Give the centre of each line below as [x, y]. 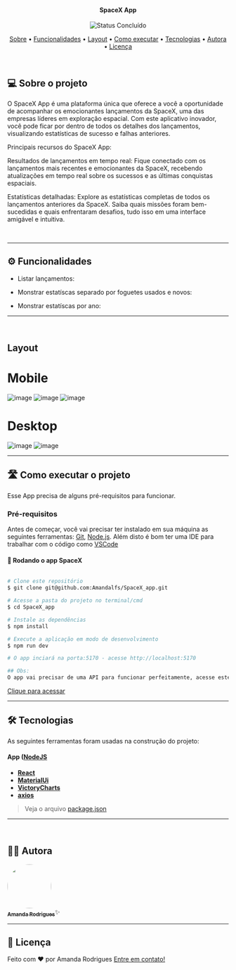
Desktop [32, 426]
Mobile [28, 378]
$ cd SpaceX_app [31, 607]
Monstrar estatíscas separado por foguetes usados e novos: [105, 292]
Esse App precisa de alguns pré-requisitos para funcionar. [92, 495]
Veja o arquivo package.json [65, 809]
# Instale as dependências [47, 620]
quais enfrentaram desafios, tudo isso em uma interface [125, 212]
